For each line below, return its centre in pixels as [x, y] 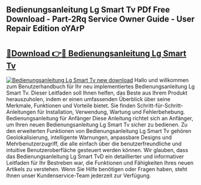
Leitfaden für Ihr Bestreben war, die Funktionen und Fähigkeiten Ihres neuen [100, 163]
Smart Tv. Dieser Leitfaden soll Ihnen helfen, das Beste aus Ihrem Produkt [97, 93]
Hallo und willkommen [162, 80]
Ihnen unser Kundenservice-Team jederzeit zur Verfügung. [79, 175]
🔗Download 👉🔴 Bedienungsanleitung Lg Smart [96, 53]
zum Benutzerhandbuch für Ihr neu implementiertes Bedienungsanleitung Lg [100, 87]
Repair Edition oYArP [45, 28]
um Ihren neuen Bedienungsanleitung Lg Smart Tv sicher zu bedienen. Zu [97, 125]
